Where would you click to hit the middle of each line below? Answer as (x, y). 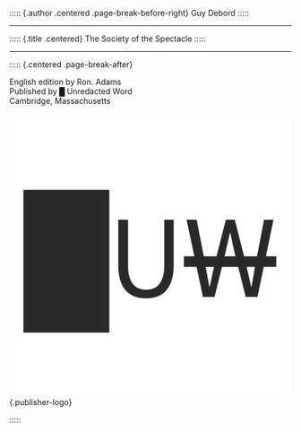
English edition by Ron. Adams (65, 82)
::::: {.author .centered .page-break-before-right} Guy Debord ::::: (129, 13)
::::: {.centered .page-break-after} (71, 65)
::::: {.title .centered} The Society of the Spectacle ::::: (107, 39)
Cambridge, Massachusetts (60, 101)
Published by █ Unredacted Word (71, 91)
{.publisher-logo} (41, 402)
